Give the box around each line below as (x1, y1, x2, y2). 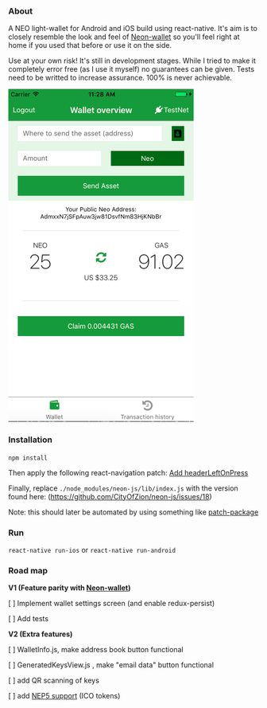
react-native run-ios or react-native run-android (8, 545, 176, 554)
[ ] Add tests (8, 614, 49, 624)
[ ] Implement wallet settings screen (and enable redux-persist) (8, 599, 215, 608)
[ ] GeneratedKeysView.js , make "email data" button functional (8, 660, 215, 670)
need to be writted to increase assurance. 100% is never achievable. (8, 73, 233, 83)
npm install (8, 454, 48, 462)
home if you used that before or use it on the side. (8, 41, 172, 50)
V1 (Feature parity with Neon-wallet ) (8, 583, 131, 593)
